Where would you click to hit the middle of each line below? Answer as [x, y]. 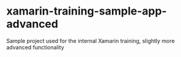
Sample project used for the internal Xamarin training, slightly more [91, 41]
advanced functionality [35, 47]
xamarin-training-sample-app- [87, 11]
